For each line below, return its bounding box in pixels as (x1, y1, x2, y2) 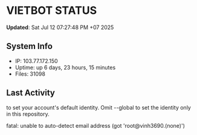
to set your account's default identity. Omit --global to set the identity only (6, 104, 192, 111)
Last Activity (6, 88, 56, 98)
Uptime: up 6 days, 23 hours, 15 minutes (15, 64, 116, 71)
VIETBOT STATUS (6, 4, 97, 18)
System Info (6, 41, 53, 51)
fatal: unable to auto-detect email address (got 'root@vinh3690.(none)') (6, 122, 186, 129)
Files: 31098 (15, 70, 45, 77)
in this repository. (6, 110, 50, 117)
